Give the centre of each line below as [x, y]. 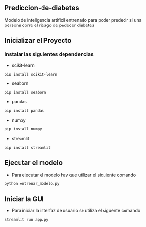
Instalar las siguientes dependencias [49, 54]
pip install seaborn [26, 93]
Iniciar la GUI [24, 199]
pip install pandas [24, 111]
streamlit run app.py [27, 220]
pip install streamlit [28, 148]
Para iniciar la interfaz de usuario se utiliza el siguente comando [76, 211]
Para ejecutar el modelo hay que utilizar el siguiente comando [74, 175]
